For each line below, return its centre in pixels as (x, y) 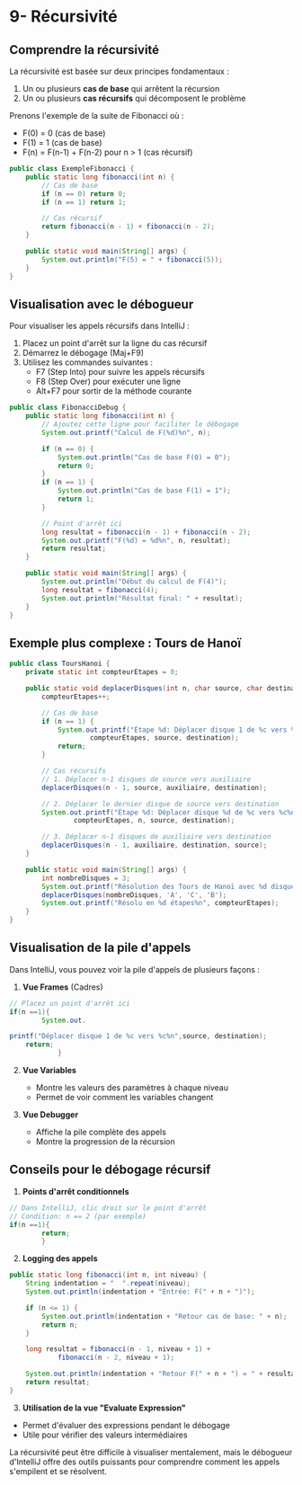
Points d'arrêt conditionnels (75, 1191)
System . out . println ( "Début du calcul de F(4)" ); (134, 582)
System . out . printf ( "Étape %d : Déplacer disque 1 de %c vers (172, 730)
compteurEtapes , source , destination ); (164, 738)
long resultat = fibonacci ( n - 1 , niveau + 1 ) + (118, 1349)
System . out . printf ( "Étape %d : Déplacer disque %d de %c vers (159, 812)
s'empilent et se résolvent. (58, 1471)
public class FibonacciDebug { (68, 408)
